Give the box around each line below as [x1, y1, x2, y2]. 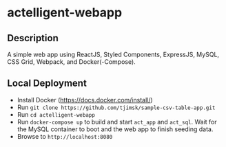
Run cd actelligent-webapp [17, 110, 95, 118]
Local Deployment [7, 78, 88, 89]
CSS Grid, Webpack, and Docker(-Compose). [7, 58, 136, 66]
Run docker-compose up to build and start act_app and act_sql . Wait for [17, 117, 217, 126]
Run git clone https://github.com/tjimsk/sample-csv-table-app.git [17, 103, 216, 111]
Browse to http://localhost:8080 [17, 132, 113, 140]
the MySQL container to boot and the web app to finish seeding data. [17, 125, 214, 133]
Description [7, 32, 59, 44]
